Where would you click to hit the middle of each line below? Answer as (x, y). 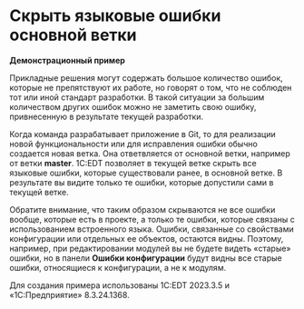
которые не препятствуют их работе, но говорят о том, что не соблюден (151, 87)
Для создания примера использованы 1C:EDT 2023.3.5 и (119, 285)
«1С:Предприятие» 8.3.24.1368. (69, 294)
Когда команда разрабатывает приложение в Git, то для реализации (143, 134)
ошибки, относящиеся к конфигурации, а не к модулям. (118, 267)
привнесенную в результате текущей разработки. (107, 116)
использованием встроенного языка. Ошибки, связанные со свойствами (152, 229)
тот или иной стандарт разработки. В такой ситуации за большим (137, 97)
